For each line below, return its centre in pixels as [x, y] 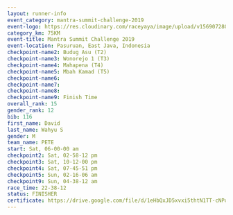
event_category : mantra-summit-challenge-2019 [76, 20]
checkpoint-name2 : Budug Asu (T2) [57, 53]
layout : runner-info [37, 14]
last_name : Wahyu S [35, 130]
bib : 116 [20, 117]
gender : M [21, 136]
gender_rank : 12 [31, 110]
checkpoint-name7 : [34, 85]
